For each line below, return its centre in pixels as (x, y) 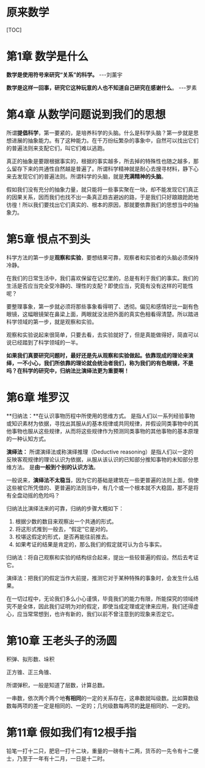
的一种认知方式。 (28, 439)
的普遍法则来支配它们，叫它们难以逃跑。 (57, 148)
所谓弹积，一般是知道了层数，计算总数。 (57, 685)
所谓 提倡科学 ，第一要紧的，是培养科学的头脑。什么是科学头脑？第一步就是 (100, 133)
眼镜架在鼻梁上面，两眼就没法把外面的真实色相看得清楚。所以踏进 (116, 314)
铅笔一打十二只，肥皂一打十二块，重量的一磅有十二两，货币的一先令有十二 (100, 751)
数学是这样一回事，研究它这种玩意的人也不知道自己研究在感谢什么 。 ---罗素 (102, 88)
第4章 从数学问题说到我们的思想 (86, 115)
